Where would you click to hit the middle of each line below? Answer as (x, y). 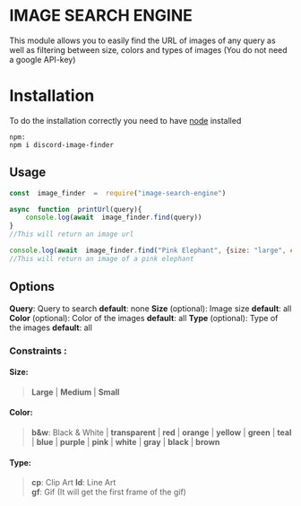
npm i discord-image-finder (62, 144)
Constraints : (38, 351)
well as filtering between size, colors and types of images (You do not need (149, 49)
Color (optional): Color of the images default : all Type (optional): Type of (144, 318)
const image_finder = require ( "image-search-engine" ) (118, 193)
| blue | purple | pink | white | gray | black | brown (125, 441)
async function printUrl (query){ (76, 209)
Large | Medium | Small (75, 392)
